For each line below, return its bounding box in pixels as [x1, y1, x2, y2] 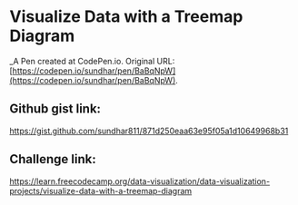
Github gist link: [9, 102, 102, 117]
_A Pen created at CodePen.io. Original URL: [9, 55, 175, 66]
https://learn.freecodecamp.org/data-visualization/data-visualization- [9, 175, 271, 187]
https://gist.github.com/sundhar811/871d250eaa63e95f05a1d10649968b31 [9, 125, 289, 136]
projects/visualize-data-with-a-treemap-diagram [9, 185, 193, 196]
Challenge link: [9, 151, 97, 167]
